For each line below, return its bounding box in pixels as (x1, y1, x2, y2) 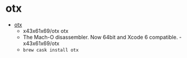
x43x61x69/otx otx (22, 27, 69, 34)
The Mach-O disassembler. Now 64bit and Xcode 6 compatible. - (22, 33, 182, 40)
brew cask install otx (22, 47, 79, 53)
